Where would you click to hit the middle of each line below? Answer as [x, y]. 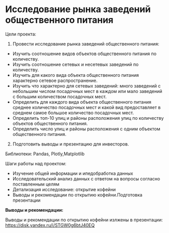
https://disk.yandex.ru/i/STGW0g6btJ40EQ [50, 225]
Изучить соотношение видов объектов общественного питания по [84, 54]
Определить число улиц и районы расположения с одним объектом [86, 129]
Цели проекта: [21, 34]
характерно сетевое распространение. [55, 80]
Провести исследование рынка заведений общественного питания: [86, 43]
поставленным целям [36, 184]
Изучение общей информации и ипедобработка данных [73, 173]
